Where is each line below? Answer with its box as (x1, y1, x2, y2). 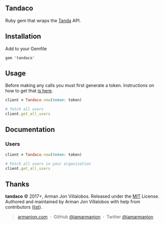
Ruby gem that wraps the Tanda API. (5, 17, 81, 23)
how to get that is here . (5, 88, 53, 94)
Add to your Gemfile (5, 46, 47, 52)
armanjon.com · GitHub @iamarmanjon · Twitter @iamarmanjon (17, 214, 153, 220)
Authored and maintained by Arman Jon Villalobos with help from (5, 199, 140, 205)
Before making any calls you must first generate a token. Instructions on (5, 82, 154, 88)
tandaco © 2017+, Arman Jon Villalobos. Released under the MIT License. (5, 193, 159, 199)
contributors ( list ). (5, 204, 43, 210)
